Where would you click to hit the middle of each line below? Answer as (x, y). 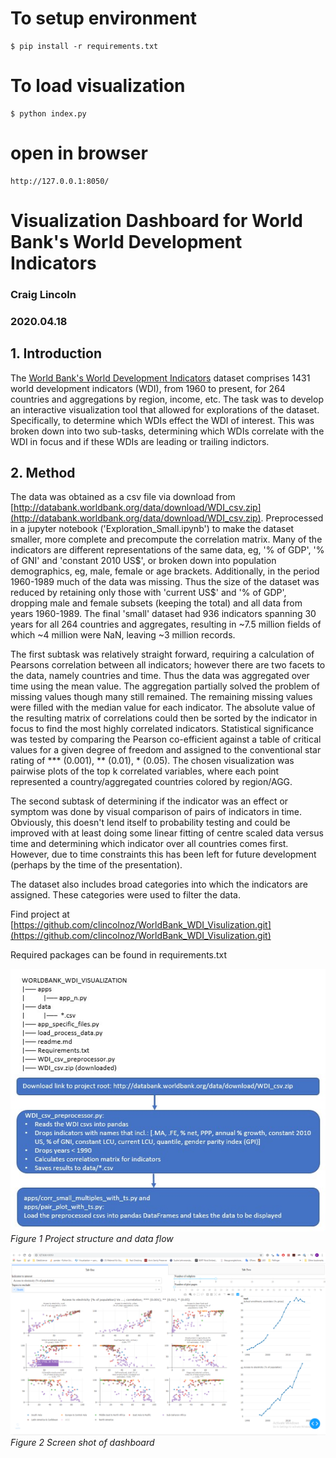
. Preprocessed (292, 518)
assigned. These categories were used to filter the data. (125, 895)
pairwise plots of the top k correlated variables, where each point (145, 771)
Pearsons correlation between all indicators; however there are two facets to (168, 665)
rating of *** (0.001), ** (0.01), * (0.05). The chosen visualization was (152, 761)
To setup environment (103, 18)
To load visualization (98, 86)
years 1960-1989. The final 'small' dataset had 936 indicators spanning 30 (163, 614)
